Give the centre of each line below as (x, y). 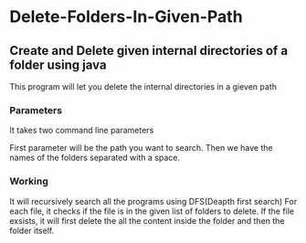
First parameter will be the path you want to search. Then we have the (141, 148)
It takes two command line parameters (82, 131)
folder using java (58, 64)
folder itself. (32, 230)
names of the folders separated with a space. (95, 158)
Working (29, 182)
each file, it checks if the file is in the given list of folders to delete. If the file (152, 211)
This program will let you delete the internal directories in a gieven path (143, 87)
